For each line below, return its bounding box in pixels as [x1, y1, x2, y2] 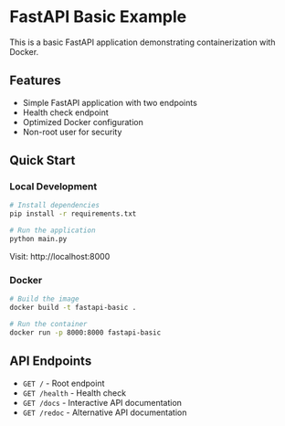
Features [9, 73, 61, 89]
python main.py [9, 235, 68, 244]
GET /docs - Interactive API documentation [22, 397, 183, 408]
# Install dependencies [9, 201, 100, 210]
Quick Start [9, 153, 76, 168]
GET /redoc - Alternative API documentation [22, 407, 187, 418]
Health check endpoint [22, 107, 110, 118]
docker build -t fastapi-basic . [9, 304, 137, 313]
